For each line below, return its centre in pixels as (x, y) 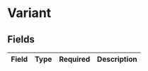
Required (75, 59)
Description (117, 59)
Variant (29, 13)
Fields (21, 39)
